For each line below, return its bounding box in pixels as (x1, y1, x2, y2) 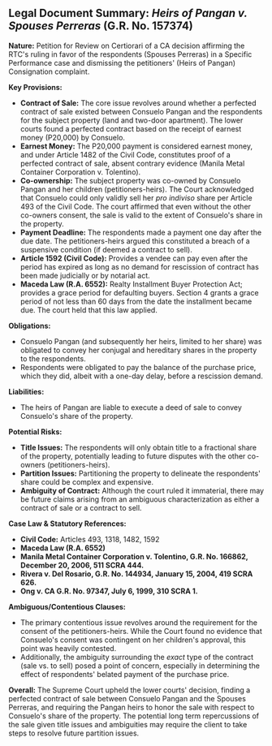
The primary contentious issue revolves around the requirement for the (19, 617, 258, 627)
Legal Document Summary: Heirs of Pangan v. (8, 6, 248, 20)
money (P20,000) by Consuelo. (19, 132, 126, 142)
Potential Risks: (8, 426, 63, 437)
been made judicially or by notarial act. (19, 270, 150, 280)
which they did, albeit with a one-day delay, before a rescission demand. (19, 371, 264, 381)
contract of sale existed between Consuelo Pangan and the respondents (19, 106, 263, 116)
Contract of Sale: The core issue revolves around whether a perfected (19, 97, 257, 108)
